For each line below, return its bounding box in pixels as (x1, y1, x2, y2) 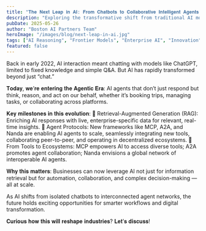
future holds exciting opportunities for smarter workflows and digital (6, 199, 179, 207)
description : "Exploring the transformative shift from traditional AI (6, 15, 193, 21)
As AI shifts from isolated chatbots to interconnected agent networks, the (6, 193, 191, 200)
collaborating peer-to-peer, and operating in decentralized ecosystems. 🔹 (6, 136, 193, 144)
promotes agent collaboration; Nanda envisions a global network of (6, 149, 177, 156)
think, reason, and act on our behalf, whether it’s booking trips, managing (6, 91, 191, 98)
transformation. (6, 205, 45, 213)
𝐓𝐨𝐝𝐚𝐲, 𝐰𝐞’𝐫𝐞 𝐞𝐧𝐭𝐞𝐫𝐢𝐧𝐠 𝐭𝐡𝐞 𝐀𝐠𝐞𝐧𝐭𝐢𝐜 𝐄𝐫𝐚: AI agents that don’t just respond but (6, 84, 199, 92)
